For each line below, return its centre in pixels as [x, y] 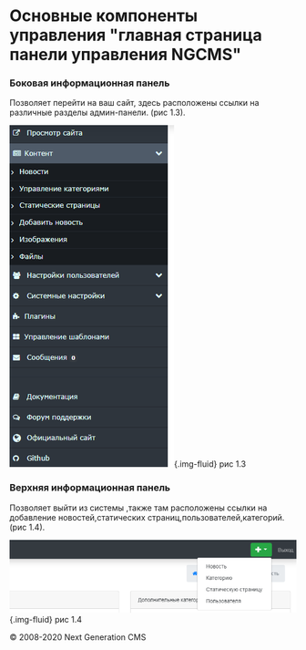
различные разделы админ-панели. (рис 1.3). [97, 113]
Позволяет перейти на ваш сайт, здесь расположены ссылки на [134, 103]
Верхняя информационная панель [90, 488]
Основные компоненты [104, 16]
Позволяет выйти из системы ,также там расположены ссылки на [138, 508]
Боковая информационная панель [90, 83]
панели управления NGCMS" [125, 55]
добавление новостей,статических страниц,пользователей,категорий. [147, 517]
